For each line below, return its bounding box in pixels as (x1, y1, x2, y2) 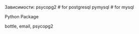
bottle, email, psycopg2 (5, 23, 54, 29)
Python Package (5, 14, 39, 19)
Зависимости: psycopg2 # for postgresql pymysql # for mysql (5, 4, 134, 10)
